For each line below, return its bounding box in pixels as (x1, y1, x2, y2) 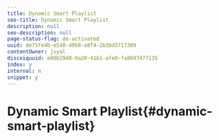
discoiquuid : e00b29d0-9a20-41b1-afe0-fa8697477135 (7, 55, 158, 62)
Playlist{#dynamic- (99, 104, 213, 119)
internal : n (7, 67, 41, 74)
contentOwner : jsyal (7, 49, 67, 56)
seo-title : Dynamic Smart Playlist (7, 16, 109, 23)
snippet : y (7, 73, 38, 81)
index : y (7, 61, 32, 68)
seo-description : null (7, 29, 72, 36)
